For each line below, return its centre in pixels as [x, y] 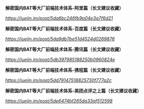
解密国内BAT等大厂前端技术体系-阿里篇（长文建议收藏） [65, 8]
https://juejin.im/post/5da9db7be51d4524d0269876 [60, 39]
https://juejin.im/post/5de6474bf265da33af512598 [59, 101]
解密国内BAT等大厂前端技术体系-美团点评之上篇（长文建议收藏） [74, 91]
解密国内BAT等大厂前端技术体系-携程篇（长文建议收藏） [65, 70]
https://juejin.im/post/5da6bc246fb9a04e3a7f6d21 [59, 18]
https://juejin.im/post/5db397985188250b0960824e [60, 60]
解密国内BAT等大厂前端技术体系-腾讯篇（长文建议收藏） [65, 49]
